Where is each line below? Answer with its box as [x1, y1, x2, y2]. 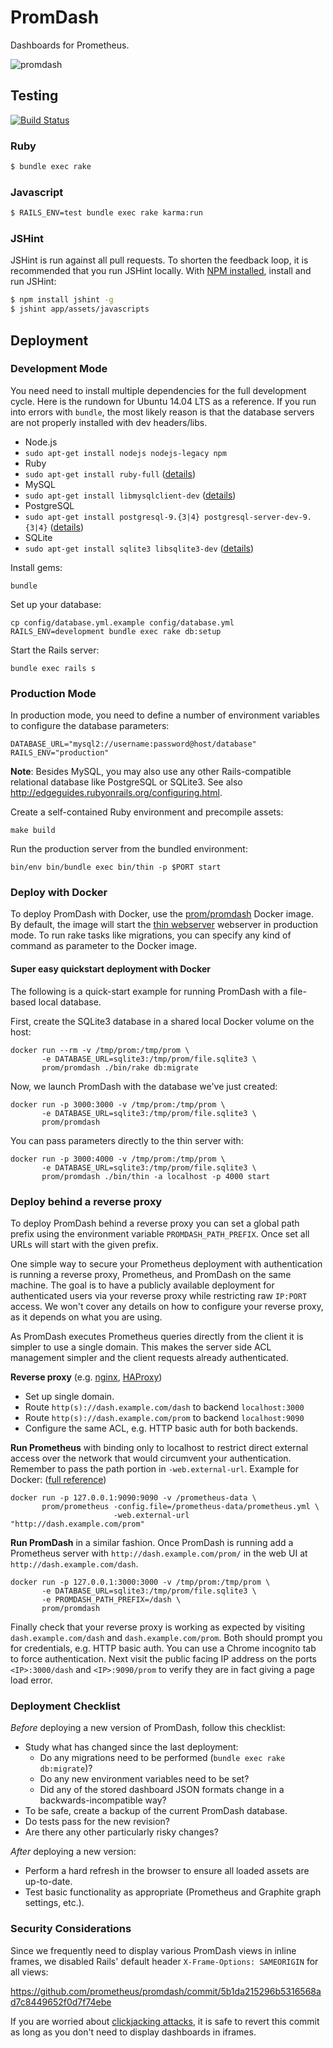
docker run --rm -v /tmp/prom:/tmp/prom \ [10, 1045, 190, 1055]
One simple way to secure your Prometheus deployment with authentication [10, 1257, 323, 1270]
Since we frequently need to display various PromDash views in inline [10, 1944, 297, 1956]
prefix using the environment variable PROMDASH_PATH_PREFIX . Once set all [10, 1227, 310, 1240]
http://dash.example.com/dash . [10, 1557, 139, 1570]
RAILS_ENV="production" [10, 748, 110, 758]
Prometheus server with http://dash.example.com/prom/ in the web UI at [10, 1547, 308, 1559]
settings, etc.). [24, 1897, 85, 1909]
